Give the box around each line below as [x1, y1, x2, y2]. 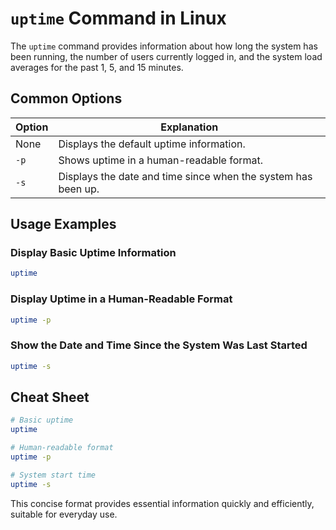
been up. [58, 182, 100, 196]
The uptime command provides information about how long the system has [10, 40, 318, 52]
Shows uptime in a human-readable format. [58, 153, 264, 167]
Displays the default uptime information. [58, 137, 246, 151]
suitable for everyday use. [10, 508, 118, 520]
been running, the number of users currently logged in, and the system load [10, 50, 323, 62]
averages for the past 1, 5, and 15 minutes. [10, 61, 184, 73]
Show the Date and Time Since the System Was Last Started [10, 338, 308, 352]
